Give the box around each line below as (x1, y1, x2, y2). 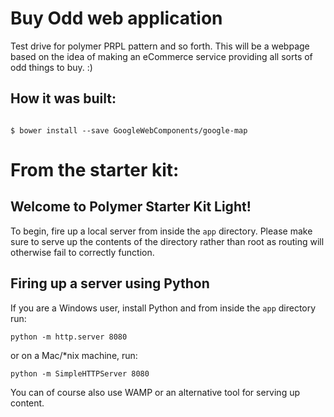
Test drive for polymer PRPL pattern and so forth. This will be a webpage (10, 40, 310, 52)
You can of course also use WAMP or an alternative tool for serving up (10, 386, 301, 398)
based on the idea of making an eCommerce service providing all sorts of (10, 50, 313, 62)
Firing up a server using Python (10, 275, 210, 292)
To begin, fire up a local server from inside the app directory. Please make (10, 225, 313, 237)
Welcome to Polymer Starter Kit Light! (10, 198, 252, 216)
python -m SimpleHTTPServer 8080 (10, 368, 150, 379)
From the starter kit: (10, 158, 180, 181)
